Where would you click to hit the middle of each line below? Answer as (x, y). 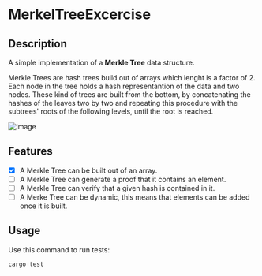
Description (37, 44)
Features (30, 151)
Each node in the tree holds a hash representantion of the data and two (124, 86)
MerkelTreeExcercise (80, 15)
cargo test (26, 264)
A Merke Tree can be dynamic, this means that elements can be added (135, 197)
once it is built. (43, 206)
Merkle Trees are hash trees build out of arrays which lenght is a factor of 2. (132, 78)
